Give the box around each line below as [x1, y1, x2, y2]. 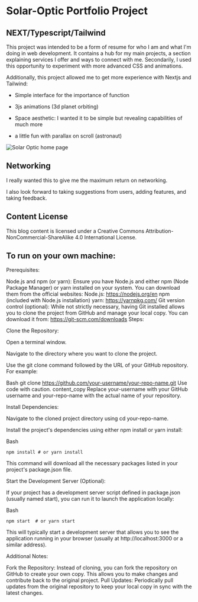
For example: [6, 368, 38, 375]
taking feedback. [6, 194, 47, 201]
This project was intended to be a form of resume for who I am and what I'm [6, 43, 191, 50]
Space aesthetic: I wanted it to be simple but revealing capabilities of [14, 114, 183, 121]
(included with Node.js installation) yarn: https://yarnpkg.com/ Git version [6, 297, 185, 304]
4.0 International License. [74, 233, 137, 241]
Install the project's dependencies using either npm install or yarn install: [6, 427, 183, 434]
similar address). [6, 541, 47, 549]
